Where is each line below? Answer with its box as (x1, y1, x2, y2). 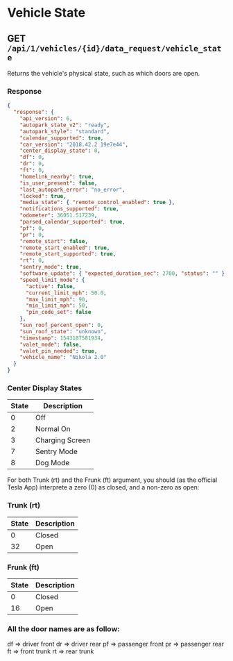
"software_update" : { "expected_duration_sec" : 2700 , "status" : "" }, (19, 270, 228, 277)
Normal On (35, 424, 71, 434)
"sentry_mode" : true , (19, 264, 82, 271)
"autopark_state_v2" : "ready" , (19, 122, 110, 128)
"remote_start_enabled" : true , (19, 244, 110, 251)
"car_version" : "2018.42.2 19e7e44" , (19, 141, 129, 148)
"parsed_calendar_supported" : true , (19, 219, 126, 226)
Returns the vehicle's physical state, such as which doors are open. (7, 69, 200, 77)
